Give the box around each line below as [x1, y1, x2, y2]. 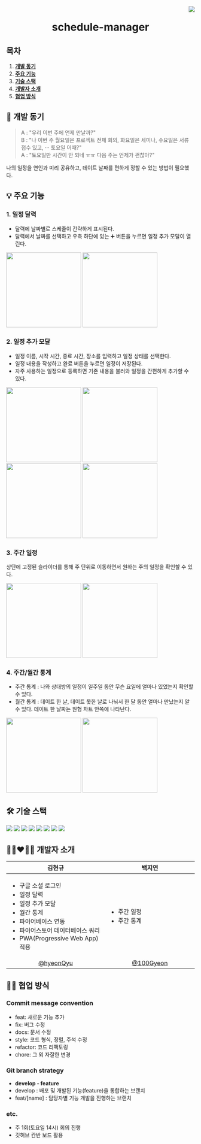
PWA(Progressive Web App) [19, 934, 99, 943]
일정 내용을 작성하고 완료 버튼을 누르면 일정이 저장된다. [14, 359, 143, 367]
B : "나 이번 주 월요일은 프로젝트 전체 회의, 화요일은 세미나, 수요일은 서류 [20, 136, 190, 143]
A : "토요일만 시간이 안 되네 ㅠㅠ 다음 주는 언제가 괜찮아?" [20, 151, 155, 158]
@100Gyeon [132, 959, 168, 967]
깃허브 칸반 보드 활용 [14, 1131, 63, 1139]
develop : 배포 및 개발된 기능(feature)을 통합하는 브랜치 [14, 1087, 145, 1094]
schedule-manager [51, 20, 150, 34]
